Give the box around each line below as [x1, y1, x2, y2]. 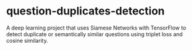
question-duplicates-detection [6, 4, 165, 18]
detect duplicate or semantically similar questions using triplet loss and [6, 30, 183, 37]
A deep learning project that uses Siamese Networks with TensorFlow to [6, 24, 187, 31]
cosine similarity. [6, 37, 48, 44]
